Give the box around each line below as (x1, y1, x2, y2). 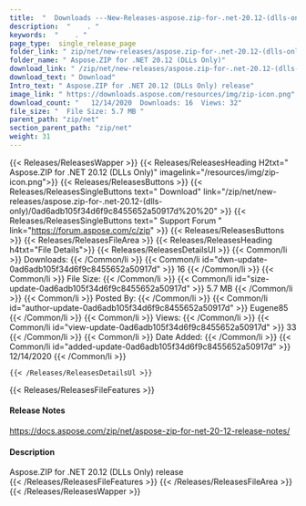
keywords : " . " (9, 30, 88, 39)
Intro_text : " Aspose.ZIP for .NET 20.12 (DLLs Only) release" (9, 81, 255, 90)
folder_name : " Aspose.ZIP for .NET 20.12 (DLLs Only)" (9, 56, 226, 65)
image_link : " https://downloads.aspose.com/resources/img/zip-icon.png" (9, 89, 296, 98)
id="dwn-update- (201, 253, 269, 264)
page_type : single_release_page (9, 38, 137, 48)
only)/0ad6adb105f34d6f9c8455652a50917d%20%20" (9, 205, 219, 216)
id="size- (234, 273, 270, 284)
